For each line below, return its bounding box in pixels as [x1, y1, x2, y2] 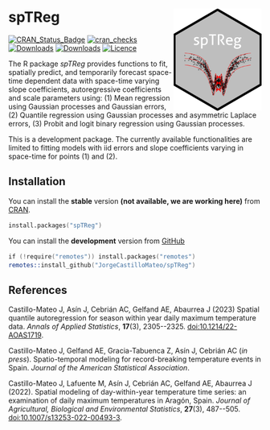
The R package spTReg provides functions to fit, [8, 59, 169, 68]
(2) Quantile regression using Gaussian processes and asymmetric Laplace [8, 110, 257, 120]
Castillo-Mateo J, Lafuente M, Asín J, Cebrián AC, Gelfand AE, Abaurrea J [8, 378, 252, 388]
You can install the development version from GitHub [8, 236, 185, 246]
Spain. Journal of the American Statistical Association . [8, 363, 190, 373]
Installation [8, 175, 66, 188]
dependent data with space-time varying [24, 76, 160, 85]
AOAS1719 [8, 330, 42, 340]
